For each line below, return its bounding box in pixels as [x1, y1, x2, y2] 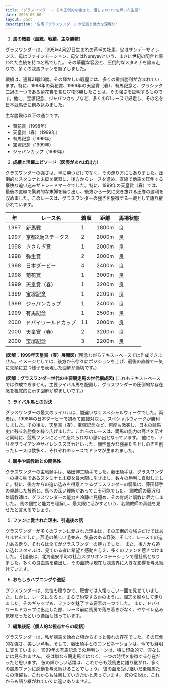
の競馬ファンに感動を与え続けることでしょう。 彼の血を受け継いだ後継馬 [5, 666, 156, 672]
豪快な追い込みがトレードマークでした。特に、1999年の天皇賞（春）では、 [5, 182, 161, 188]
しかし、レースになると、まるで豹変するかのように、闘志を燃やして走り [14, 594, 163, 600]
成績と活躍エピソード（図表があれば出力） [12, 159, 101, 165]
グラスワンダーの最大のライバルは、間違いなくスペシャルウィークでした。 [5, 410, 159, 416]
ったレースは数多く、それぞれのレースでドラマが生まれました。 [5, 448, 137, 454]
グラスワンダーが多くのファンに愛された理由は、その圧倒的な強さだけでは [5, 528, 159, 534]
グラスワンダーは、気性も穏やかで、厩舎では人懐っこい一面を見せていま [5, 587, 155, 594]
